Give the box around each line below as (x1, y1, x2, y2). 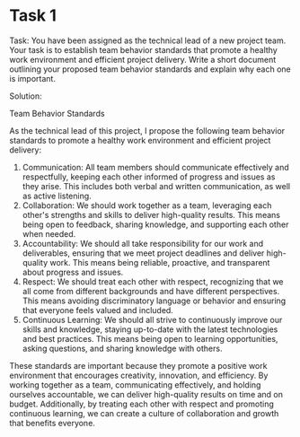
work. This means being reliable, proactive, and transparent (49, 257, 270, 267)
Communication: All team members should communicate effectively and (22, 162, 289, 172)
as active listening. (22, 190, 92, 201)
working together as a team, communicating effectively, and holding (9, 379, 261, 390)
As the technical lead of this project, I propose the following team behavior (9, 125, 286, 135)
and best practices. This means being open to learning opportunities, (22, 333, 278, 344)
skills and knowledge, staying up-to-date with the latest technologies (22, 324, 278, 335)
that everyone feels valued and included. (22, 304, 173, 315)
